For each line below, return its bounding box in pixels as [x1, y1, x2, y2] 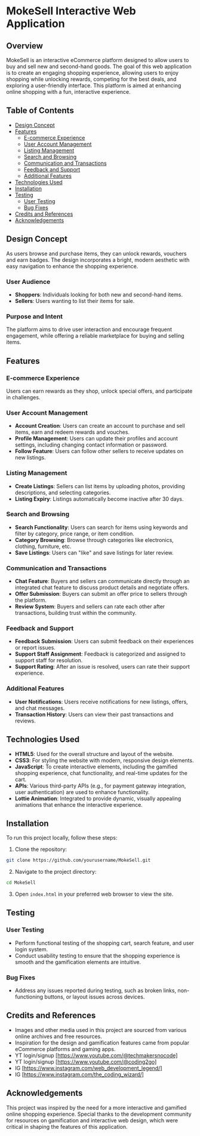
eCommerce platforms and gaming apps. [14, 1045, 116, 1052]
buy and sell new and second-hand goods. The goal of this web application [6, 63, 192, 70]
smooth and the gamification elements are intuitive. [14, 958, 141, 966]
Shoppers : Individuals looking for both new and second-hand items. [14, 291, 183, 298]
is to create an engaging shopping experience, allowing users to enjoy [6, 69, 179, 76]
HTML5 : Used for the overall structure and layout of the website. [14, 750, 174, 757]
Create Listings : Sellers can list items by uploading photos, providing [14, 482, 185, 489]
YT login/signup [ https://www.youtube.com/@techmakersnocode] [14, 1052, 178, 1059]
